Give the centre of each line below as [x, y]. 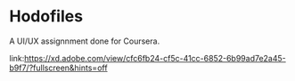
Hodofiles [46, 16]
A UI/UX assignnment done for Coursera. [85, 41]
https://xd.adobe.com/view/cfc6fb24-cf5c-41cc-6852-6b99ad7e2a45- [155, 58]
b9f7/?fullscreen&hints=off [59, 68]
